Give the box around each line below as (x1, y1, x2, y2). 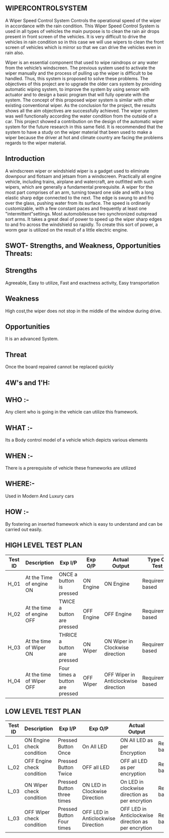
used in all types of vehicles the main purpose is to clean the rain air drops (5, 28, 159, 34)
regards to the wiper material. (5, 140, 66, 146)
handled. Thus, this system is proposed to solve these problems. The (5, 75, 148, 81)
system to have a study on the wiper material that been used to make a (5, 129, 152, 135)
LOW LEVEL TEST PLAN (5, 707, 81, 715)
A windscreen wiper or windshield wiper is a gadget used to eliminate (5, 167, 149, 174)
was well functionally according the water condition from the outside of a (5, 113, 157, 119)
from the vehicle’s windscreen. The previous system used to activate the (5, 65, 155, 71)
